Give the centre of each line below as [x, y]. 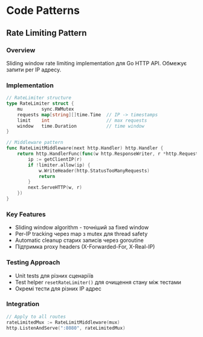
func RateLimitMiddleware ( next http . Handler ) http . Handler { [85, 148]
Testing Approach [33, 263]
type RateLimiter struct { [40, 103]
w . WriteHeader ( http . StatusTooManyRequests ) [94, 171]
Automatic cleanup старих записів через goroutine [79, 240]
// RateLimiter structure [39, 98]
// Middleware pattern [35, 143]
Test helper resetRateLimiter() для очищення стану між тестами [98, 282]
